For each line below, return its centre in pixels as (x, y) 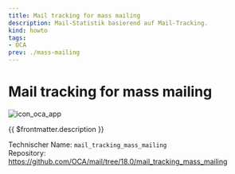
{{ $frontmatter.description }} (57, 129)
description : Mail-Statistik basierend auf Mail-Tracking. (108, 23)
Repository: (27, 153)
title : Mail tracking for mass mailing (74, 15)
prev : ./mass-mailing (44, 52)
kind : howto (28, 30)
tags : (17, 38)
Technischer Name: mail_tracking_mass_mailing (88, 145)
